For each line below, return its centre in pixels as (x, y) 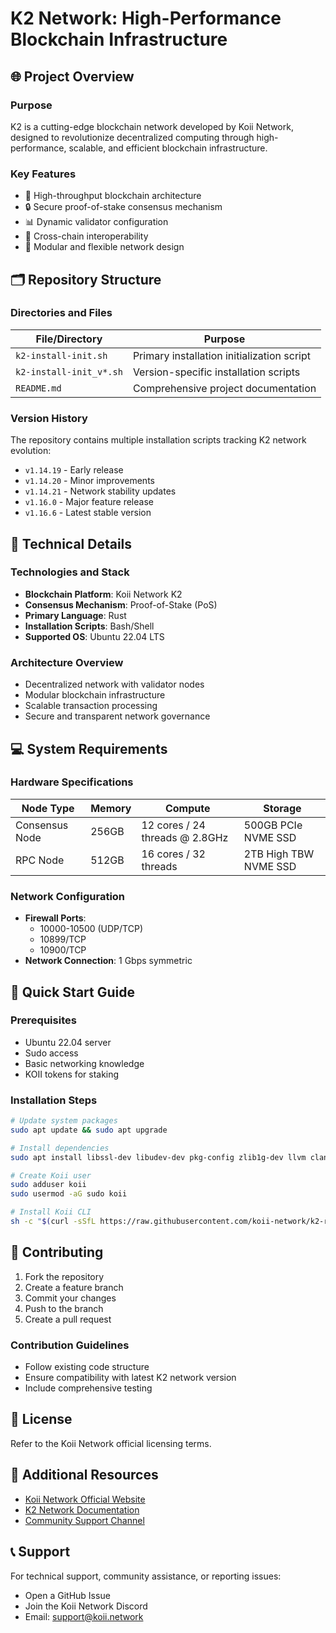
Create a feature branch (74, 1287)
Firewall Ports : (55, 918)
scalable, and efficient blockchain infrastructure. (168, 148)
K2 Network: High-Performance (146, 18)
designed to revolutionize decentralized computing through (132, 137)
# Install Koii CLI (51, 1212)
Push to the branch (64, 1308)
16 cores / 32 (173, 854)
